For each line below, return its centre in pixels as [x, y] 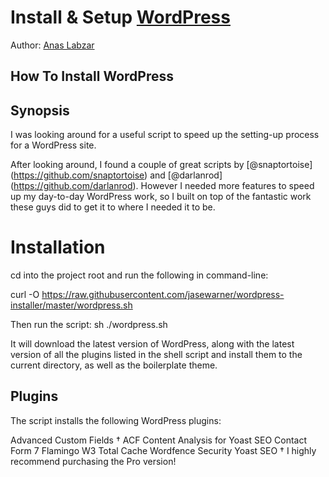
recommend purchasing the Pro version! [93, 461]
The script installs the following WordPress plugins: [116, 420]
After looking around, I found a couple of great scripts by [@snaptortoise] [161, 165]
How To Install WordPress [92, 76]
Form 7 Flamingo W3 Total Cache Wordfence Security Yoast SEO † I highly [163, 450]
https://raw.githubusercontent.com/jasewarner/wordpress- [163, 295]
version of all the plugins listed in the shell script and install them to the [156, 355]
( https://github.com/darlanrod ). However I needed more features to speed [162, 186]
